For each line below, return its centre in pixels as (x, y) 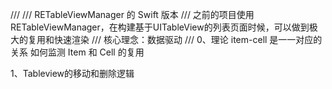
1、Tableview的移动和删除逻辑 (72, 73)
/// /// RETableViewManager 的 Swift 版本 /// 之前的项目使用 (132, 14)
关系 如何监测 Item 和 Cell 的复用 (77, 52)
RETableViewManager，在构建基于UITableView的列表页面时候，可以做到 (160, 27)
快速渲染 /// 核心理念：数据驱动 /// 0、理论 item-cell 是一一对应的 (188, 39)
